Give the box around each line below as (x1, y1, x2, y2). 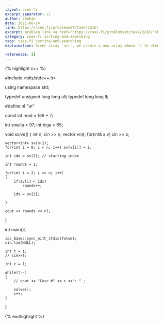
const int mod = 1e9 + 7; (5, 112, 53, 118)
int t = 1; (5, 249, 27, 254)
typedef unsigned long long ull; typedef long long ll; (5, 93, 109, 100)
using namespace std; (5, 84, 49, 90)
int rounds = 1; (5, 162, 38, 167)
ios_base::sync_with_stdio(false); (5, 236, 77, 241)
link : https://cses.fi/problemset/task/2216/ (5, 25, 98, 30)
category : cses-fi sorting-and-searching (5, 34, 90, 39)
